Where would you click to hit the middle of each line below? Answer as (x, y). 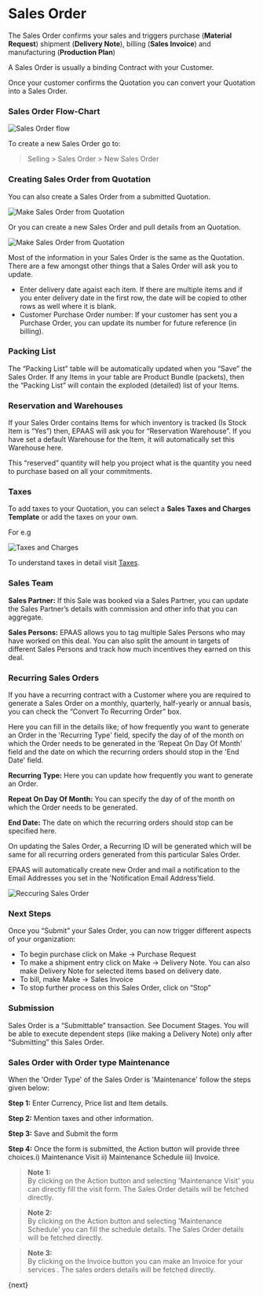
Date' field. (26, 760)
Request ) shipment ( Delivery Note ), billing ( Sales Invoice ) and (110, 43)
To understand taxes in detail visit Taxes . (74, 563)
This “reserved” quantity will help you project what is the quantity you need (130, 463)
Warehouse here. (36, 448)
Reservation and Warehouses (66, 406)
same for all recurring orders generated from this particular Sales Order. (124, 854)
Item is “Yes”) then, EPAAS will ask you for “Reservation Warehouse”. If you (130, 431)
